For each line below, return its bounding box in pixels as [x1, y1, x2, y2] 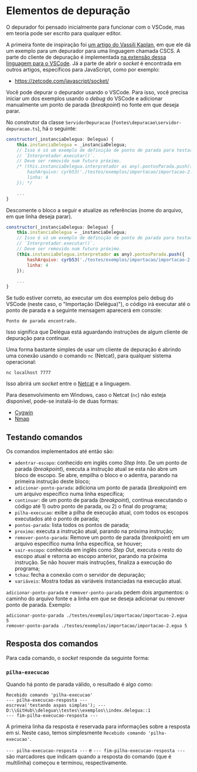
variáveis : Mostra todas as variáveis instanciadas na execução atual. [14, 577, 182, 584]
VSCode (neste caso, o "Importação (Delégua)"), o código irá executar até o [6, 301, 191, 308]
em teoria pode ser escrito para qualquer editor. [6, 29, 122, 36]
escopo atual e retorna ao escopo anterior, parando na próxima [14, 553, 168, 559]
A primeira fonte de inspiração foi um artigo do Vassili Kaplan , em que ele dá [6, 41, 191, 48]
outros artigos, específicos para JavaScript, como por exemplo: [6, 66, 160, 73]
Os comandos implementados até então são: [6, 448, 114, 455]
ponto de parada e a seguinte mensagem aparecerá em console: [6, 307, 162, 314]
